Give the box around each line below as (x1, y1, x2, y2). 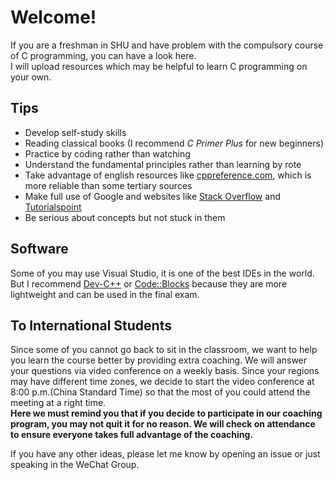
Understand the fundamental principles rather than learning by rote (24, 158, 302, 170)
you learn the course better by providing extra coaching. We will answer (10, 354, 308, 366)
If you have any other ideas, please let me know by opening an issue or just (10, 448, 321, 460)
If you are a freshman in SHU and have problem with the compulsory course (10, 39, 324, 51)
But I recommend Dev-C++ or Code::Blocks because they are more (10, 277, 288, 290)
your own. (10, 71, 52, 83)
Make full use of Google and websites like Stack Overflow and (24, 190, 281, 202)
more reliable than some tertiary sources (24, 179, 193, 191)
